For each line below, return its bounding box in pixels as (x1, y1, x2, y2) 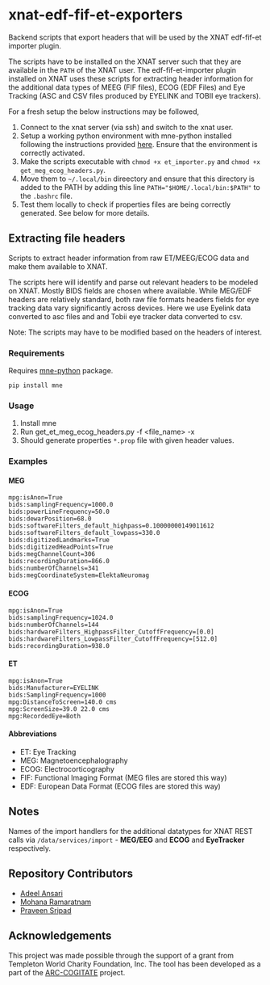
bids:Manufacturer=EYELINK (8, 684, 99, 692)
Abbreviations (8, 729, 57, 739)
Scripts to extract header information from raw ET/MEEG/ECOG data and (8, 253, 250, 263)
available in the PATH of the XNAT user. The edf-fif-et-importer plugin (8, 65, 236, 74)
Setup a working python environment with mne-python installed (19, 131, 232, 141)
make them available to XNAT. (8, 261, 108, 272)
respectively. (8, 843, 51, 853)
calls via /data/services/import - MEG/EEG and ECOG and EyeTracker (8, 835, 245, 844)
